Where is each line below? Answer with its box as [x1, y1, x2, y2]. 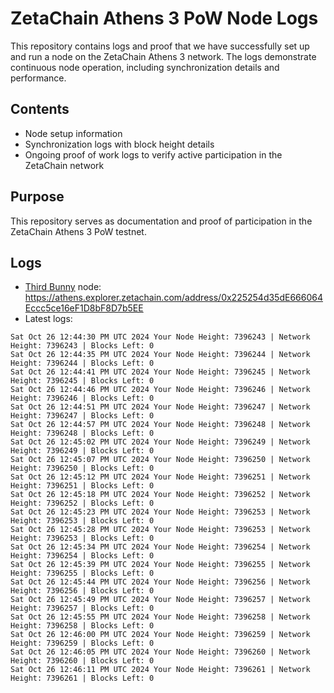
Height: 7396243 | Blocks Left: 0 [10, 341, 155, 351]
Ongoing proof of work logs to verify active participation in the [24, 148, 283, 161]
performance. [10, 72, 67, 84]
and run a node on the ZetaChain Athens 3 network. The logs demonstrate [10, 50, 317, 62]
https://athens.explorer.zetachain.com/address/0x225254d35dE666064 [24, 292, 323, 304]
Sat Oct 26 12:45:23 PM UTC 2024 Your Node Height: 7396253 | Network [10, 507, 311, 517]
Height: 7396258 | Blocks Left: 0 [10, 621, 155, 631]
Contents [10, 101, 70, 118]
